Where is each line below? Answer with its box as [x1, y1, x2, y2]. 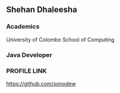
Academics [6, 23, 40, 31]
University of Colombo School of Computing [6, 36, 115, 43]
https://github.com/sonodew [6, 80, 76, 87]
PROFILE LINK [6, 66, 48, 75]
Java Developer [6, 50, 52, 59]
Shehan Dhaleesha [6, 5, 77, 15]
